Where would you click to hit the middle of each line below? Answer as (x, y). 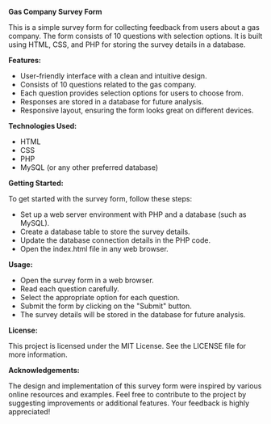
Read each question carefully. (69, 289)
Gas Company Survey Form (55, 12)
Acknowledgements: (44, 370)
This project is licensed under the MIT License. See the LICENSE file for (127, 346)
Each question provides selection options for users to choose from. (131, 93)
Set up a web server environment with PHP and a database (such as (133, 214)
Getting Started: (36, 183)
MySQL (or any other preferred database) (89, 167)
